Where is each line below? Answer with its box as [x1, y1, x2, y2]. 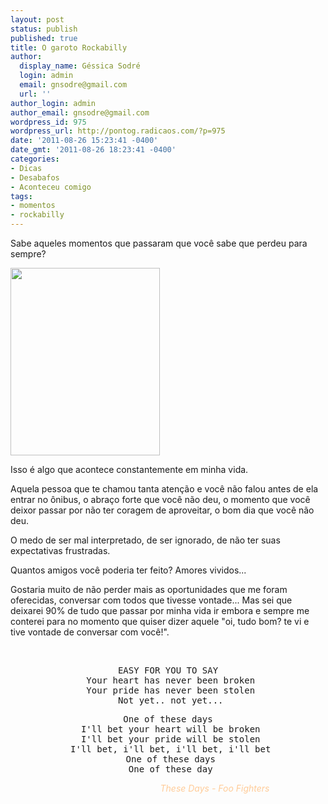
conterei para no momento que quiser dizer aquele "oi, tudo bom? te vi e [10, 616, 310, 627]
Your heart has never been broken [86, 675, 256, 686]
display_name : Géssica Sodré [19, 61, 141, 71]
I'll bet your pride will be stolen [80, 734, 261, 745]
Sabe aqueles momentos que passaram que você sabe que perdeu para [10, 237, 308, 249]
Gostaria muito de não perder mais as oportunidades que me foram [10, 584, 288, 595]
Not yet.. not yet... [117, 695, 224, 706]
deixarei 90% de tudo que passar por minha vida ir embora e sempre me [10, 605, 310, 616]
